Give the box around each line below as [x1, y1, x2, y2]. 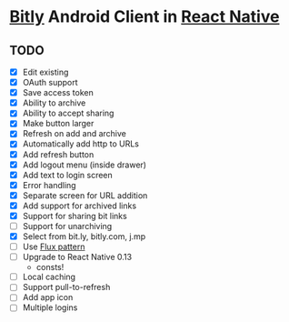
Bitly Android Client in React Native [9, 6, 280, 27]
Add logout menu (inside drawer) [22, 159, 147, 170]
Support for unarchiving [22, 220, 113, 231]
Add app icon [22, 292, 74, 303]
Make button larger [22, 118, 95, 129]
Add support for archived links [22, 200, 137, 211]
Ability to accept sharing [22, 107, 115, 119]
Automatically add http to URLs [22, 138, 139, 149]
